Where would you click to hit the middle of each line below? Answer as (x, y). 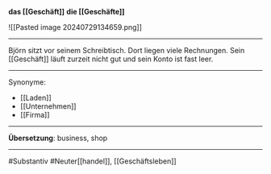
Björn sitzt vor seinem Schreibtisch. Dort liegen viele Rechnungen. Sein (127, 50)
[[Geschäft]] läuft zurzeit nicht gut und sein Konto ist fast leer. (111, 59)
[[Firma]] (35, 115)
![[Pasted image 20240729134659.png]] (75, 27)
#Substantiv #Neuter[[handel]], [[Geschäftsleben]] (92, 161)
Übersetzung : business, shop (58, 138)
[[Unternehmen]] (48, 106)
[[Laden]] (36, 97)
